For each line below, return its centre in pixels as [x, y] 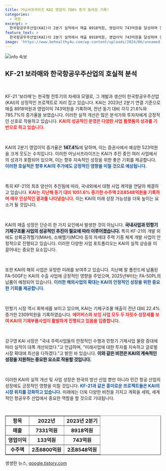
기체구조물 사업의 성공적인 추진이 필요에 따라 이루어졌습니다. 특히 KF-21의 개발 [80, 231]
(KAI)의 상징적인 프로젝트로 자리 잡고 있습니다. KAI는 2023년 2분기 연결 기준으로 [83, 103]
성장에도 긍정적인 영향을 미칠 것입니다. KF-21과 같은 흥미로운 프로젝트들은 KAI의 [83, 386]
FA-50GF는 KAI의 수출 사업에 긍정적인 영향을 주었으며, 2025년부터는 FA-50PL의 [83, 276]
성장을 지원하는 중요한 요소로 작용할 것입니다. [48, 359]
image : [12, 42]
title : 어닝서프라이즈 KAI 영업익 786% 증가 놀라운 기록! [57, 10]
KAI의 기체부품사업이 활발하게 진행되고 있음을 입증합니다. [65, 320]
